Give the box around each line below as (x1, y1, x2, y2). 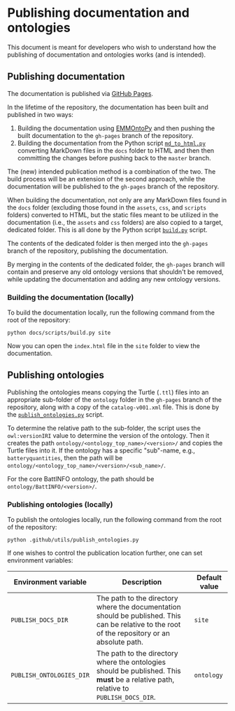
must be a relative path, (97, 675, 175, 684)
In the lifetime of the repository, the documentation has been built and (7, 103, 208, 111)
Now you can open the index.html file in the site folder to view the (7, 342, 201, 350)
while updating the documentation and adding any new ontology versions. (7, 275, 221, 283)
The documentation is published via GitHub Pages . (7, 89, 154, 97)
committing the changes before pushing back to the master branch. (17, 153, 211, 162)
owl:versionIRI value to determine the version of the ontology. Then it (7, 431, 210, 439)
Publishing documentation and (7, 5, 190, 21)
